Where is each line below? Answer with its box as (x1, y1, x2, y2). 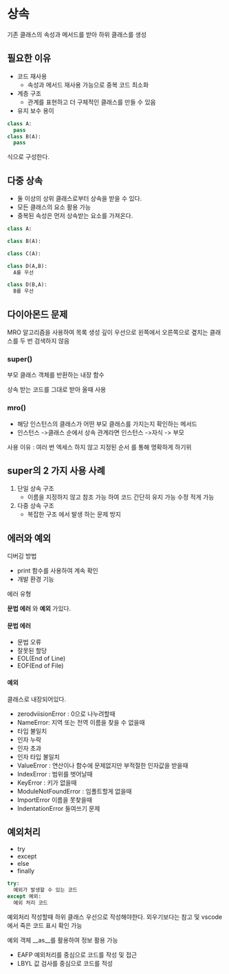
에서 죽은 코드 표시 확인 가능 (7, 921, 83, 929)
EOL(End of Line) (17, 655, 66, 663)
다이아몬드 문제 (7, 308, 68, 320)
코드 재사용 (17, 72, 47, 80)
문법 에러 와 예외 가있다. (7, 604, 71, 613)
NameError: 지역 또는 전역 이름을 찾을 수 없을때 (17, 718, 146, 726)
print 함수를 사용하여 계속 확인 (17, 567, 98, 575)
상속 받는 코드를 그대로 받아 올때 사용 (7, 385, 107, 394)
